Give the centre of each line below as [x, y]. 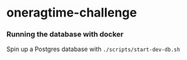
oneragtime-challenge [72, 13]
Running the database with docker [65, 34]
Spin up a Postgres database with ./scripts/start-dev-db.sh [93, 49]
